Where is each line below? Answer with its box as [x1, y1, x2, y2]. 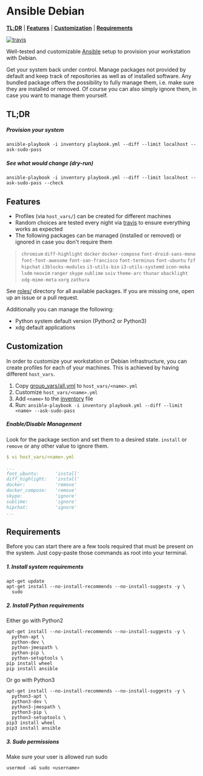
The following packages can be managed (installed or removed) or [15, 232, 182, 239]
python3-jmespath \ [12, 704, 61, 710]
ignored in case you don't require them [15, 238, 113, 246]
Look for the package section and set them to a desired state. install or [6, 436, 187, 443]
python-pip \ [12, 650, 45, 656]
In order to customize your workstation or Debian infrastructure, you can [6, 357, 187, 365]
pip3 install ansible [6, 725, 61, 731]
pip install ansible [6, 666, 59, 672]
